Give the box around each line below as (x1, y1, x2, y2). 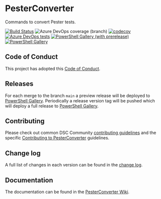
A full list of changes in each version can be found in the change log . (5, 162, 143, 168)
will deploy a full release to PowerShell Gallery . (5, 103, 99, 109)
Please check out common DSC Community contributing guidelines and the (5, 130, 157, 136)
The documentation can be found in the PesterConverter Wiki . (5, 189, 130, 195)
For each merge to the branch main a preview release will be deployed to (5, 93, 150, 99)
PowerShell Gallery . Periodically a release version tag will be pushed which (5, 98, 155, 103)
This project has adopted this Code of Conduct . (5, 66, 101, 71)
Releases (5, 80, 34, 88)
